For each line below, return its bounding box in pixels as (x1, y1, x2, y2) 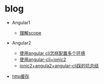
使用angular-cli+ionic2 (19, 56, 66, 62)
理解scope (19, 29, 42, 35)
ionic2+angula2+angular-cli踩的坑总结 (19, 62, 99, 68)
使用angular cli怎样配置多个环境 (19, 50, 85, 56)
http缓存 (12, 73, 30, 79)
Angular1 (12, 19, 31, 25)
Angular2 (12, 39, 31, 45)
